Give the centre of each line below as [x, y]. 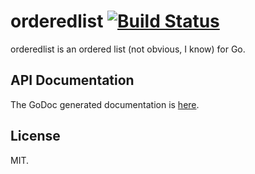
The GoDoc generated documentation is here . [105, 104]
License [35, 136]
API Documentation [72, 80]
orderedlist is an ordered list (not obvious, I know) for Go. [128, 49]
